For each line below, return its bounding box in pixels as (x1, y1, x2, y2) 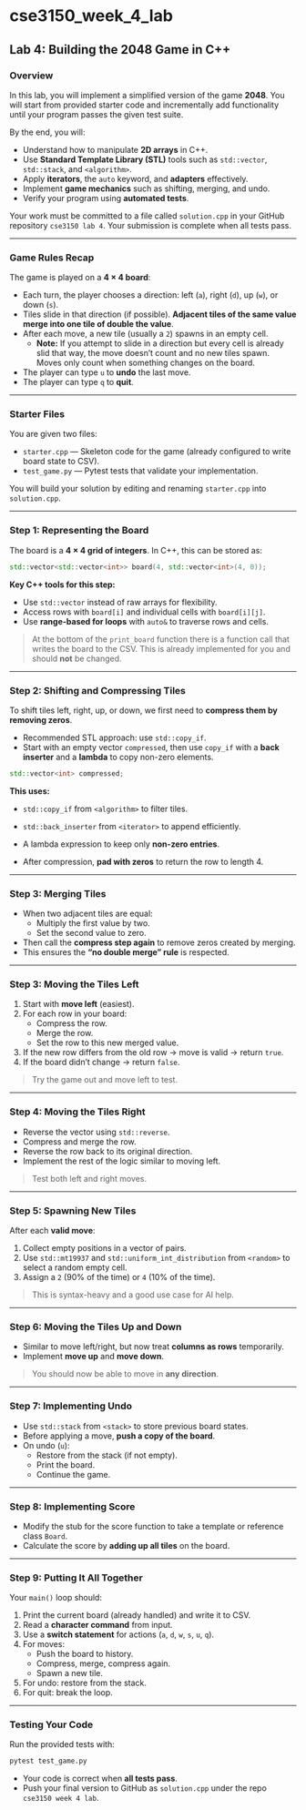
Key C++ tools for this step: (9, 579, 116, 590)
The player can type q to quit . (22, 377, 134, 388)
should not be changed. (31, 653, 122, 664)
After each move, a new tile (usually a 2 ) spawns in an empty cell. (22, 329, 269, 340)
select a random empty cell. (22, 1262, 127, 1273)
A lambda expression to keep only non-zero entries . (22, 839, 220, 849)
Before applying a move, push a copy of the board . (22, 1430, 216, 1441)
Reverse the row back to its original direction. (22, 1145, 193, 1156)
